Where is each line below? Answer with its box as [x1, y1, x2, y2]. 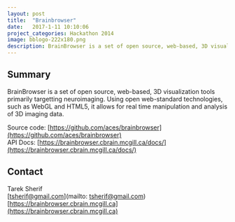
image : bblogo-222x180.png [7, 36, 86, 43]
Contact [7, 166, 43, 178]
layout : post [7, 10, 45, 18]
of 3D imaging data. [7, 109, 64, 118]
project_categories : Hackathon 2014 [7, 29, 114, 37]
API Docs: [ [7, 138, 40, 146]
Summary [7, 69, 51, 81]
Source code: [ [7, 123, 50, 132]
